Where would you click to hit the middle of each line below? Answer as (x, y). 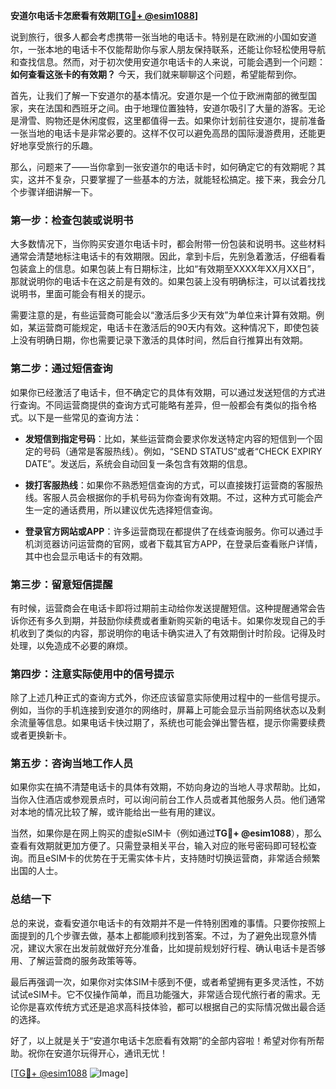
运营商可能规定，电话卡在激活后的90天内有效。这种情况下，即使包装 (178, 328)
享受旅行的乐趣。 (62, 145)
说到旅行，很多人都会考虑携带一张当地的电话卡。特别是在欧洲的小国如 (155, 37)
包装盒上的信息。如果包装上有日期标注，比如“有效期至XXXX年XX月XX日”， (165, 269)
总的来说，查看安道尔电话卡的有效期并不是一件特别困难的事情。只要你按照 (163, 923)
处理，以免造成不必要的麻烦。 (71, 645)
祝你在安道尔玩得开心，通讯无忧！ (97, 1053)
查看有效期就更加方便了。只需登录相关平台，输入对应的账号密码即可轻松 (159, 846)
